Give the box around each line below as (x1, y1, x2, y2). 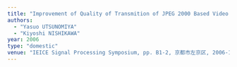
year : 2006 (7, 36, 39, 43)
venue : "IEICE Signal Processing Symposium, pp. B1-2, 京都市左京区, (7, 50, 209, 57)
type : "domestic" (7, 43, 59, 50)
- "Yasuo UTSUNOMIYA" (13, 23, 78, 30)
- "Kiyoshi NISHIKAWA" (13, 29, 80, 37)
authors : (7, 17, 33, 24)
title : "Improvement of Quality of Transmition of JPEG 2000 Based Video (7, 10, 229, 17)
